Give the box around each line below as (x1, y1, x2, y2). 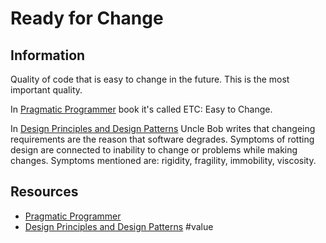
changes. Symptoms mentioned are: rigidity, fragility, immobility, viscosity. (10, 155, 317, 166)
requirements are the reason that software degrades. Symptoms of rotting (10, 133, 315, 145)
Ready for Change (10, 7, 164, 30)
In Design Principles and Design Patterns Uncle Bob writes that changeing (10, 123, 316, 134)
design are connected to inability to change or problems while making (10, 144, 298, 156)
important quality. (10, 84, 83, 96)
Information (10, 47, 86, 64)
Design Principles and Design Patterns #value (24, 220, 214, 232)
